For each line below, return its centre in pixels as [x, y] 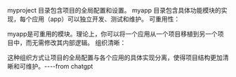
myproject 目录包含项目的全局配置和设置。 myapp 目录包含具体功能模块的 [114, 10]
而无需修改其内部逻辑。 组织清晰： [76, 43]
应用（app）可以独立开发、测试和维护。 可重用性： [106, 19]
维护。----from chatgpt [59, 66]
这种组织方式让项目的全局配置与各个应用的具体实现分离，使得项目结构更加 [115, 57]
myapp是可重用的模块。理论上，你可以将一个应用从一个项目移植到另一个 [112, 34]
